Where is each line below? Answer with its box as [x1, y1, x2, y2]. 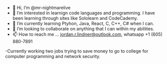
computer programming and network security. [5, 54, 101, 59]
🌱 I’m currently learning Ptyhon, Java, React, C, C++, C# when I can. [12, 20, 154, 26]
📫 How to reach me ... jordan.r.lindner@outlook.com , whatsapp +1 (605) [12, 31, 163, 37]
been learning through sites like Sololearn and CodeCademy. [12, 15, 138, 21]
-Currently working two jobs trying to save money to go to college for [5, 48, 148, 54]
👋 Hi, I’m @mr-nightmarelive [12, 5, 71, 10]
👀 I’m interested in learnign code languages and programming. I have [12, 10, 155, 16]
